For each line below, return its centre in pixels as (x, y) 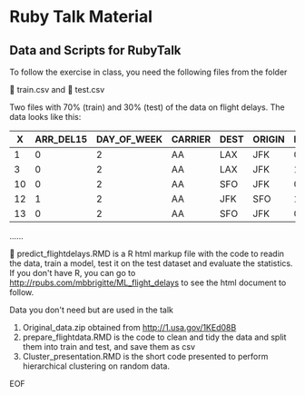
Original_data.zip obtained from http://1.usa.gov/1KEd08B (129, 327)
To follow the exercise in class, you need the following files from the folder (148, 72)
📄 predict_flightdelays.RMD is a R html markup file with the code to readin (147, 253)
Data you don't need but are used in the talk (92, 310)
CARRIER (191, 139)
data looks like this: (45, 117)
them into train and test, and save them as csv (109, 346)
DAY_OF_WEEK (129, 139)
